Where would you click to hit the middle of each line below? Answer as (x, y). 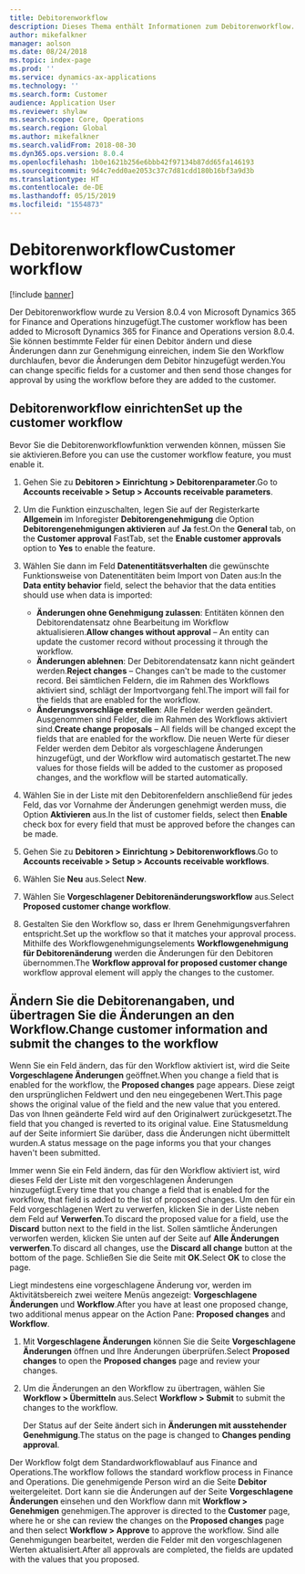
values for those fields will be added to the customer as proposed (159, 767)
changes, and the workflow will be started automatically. (142, 777)
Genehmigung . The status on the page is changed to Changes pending (157, 1435)
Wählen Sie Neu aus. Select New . (85, 879)
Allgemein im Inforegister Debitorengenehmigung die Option (138, 519)
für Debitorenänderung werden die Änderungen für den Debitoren (148, 953)
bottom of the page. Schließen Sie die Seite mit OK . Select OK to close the (148, 1258)
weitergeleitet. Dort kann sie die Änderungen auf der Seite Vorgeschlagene (152, 1492)
